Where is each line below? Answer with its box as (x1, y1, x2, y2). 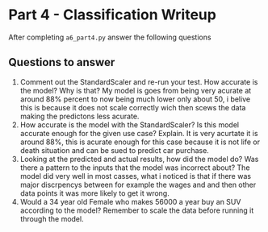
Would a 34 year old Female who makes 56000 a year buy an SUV (19, 197, 241, 206)
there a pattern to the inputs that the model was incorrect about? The (19, 163, 250, 172)
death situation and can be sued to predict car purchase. (19, 145, 210, 155)
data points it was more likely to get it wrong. (19, 188, 170, 198)
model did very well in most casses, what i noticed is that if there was (19, 171, 252, 180)
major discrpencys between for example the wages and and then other (19, 180, 257, 189)
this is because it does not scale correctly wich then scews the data (19, 102, 246, 112)
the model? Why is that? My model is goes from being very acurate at (19, 85, 252, 95)
